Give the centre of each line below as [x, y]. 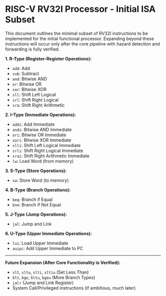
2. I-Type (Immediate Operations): [41, 114]
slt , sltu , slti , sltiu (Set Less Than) [50, 272]
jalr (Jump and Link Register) [43, 283]
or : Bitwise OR [27, 84]
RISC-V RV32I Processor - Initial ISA [80, 9]
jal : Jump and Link [32, 224]
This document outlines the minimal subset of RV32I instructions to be [77, 33]
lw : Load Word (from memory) [43, 161]
